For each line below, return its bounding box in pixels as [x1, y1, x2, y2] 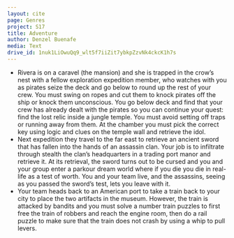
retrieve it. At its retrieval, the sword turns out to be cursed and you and [17, 157, 224, 165]
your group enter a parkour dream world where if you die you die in [17, 165, 212, 173]
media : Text [7, 43, 42, 50]
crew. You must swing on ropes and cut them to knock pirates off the [17, 90, 217, 98]
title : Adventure [7, 29, 58, 37]
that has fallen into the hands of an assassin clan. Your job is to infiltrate [17, 142, 225, 151]
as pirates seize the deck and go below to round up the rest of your [17, 83, 212, 91]
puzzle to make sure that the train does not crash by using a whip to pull [17, 216, 226, 225]
